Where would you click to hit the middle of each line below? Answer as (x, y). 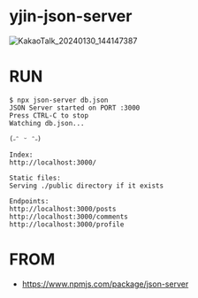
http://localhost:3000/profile (67, 224)
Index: (21, 155)
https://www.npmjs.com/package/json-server (105, 284)
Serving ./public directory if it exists (87, 186)
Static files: (35, 178)
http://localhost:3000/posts (63, 209)
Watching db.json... (47, 123)
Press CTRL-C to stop (49, 115)
